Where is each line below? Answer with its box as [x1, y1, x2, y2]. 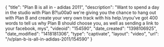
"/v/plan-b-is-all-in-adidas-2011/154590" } [5, 36, 92, 42]
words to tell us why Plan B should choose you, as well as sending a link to [5, 20, 159, 26]
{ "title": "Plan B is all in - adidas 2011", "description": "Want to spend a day [5, 4, 159, 10]
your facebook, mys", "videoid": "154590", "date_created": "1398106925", [5, 25, 157, 31]
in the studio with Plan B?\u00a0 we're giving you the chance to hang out [5, 9, 156, 15]
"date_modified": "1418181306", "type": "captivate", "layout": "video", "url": [5, 31, 159, 36]
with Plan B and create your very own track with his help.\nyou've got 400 [5, 15, 158, 20]
